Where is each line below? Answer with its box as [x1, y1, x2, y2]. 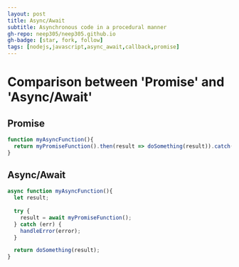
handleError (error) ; [20, 227, 81, 234]
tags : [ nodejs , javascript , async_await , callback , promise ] [7, 43, 180, 50]
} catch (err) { [14, 221, 62, 228]
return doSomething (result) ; [14, 246, 100, 254]
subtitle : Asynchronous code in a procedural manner [7, 23, 167, 31]
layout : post [7, 10, 46, 18]
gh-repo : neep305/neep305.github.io [7, 30, 116, 38]
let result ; [14, 195, 50, 202]
